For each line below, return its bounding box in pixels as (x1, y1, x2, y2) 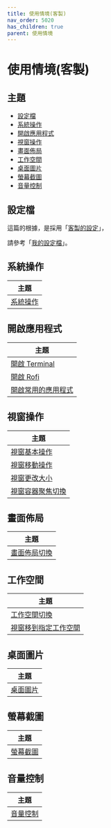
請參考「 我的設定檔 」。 (7, 239, 71, 247)
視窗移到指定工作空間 (10, 623, 81, 633)
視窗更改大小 (10, 473, 53, 482)
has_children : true (7, 23, 64, 30)
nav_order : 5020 (7, 17, 54, 24)
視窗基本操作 (10, 447, 53, 457)
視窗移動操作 (10, 460, 53, 470)
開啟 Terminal (10, 359, 55, 369)
